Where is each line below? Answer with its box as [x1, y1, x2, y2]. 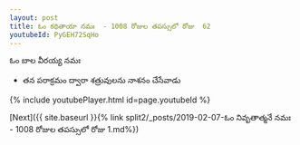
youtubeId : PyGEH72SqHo [9, 30, 100, 39]
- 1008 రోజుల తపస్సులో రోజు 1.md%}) [9, 124, 140, 135]
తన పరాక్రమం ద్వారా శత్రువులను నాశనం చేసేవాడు [22, 74, 181, 86]
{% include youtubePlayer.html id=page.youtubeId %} [9, 94, 211, 105]
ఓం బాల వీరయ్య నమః [9, 55, 82, 66]
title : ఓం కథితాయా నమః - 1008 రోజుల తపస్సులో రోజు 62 [9, 22, 211, 31]
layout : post [9, 13, 59, 23]
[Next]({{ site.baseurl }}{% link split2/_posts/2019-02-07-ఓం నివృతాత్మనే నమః [9, 112, 292, 123]
